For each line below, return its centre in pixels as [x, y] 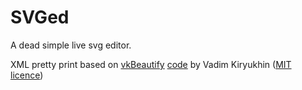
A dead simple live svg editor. [71, 45]
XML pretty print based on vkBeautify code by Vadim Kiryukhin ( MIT [151, 64]
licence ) [27, 75]
